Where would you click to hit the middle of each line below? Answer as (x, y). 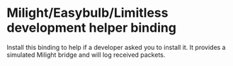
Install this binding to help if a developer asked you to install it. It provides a (116, 47)
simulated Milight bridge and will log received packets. (86, 55)
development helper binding (91, 28)
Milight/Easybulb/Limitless (87, 13)
